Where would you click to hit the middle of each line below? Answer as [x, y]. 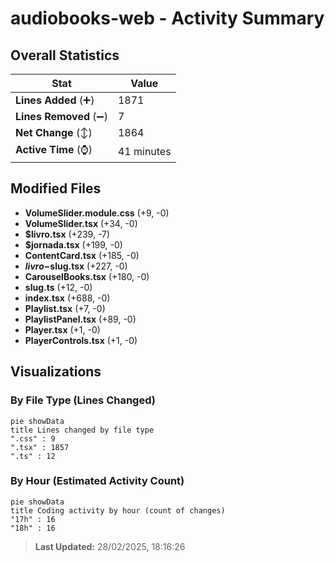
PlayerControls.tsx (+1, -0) [81, 340]
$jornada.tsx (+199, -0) [73, 244]
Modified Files [56, 188]
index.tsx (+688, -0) [67, 298]
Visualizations [56, 372]
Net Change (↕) [54, 132]
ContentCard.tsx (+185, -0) [82, 255]
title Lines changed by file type [82, 430]
